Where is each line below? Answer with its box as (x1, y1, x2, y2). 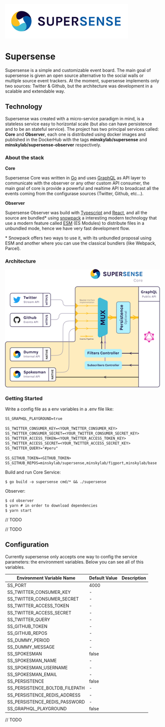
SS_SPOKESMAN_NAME (7, 657, 57, 664)
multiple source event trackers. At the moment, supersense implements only (5, 77, 160, 83)
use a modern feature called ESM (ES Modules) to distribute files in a (5, 220, 145, 226)
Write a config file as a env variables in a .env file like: (5, 406, 114, 412)
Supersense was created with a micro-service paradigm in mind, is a (5, 115, 144, 121)
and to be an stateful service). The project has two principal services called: (5, 126, 159, 132)
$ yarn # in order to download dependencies (5, 503, 98, 508)
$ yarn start (5, 508, 32, 513)
